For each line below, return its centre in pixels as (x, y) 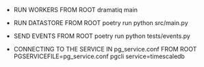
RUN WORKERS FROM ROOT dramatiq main (76, 10)
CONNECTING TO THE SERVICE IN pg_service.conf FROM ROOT (105, 49)
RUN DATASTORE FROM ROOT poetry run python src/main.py (101, 23)
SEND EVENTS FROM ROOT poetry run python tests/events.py (102, 36)
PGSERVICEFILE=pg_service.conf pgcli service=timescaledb (99, 56)
